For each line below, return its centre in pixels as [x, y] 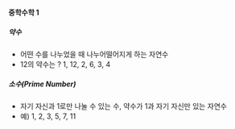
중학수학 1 [24, 12]
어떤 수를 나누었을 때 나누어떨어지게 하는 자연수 [94, 54]
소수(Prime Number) [42, 84]
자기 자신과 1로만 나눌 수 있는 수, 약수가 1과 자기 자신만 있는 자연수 [124, 106]
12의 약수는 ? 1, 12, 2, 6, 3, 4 [65, 64]
